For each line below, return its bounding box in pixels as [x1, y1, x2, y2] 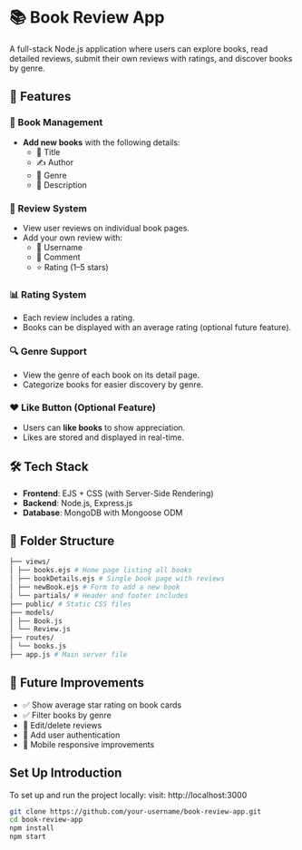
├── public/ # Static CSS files [9, 600, 132, 609]
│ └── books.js [9, 641, 67, 651]
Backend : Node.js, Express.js [22, 497, 133, 508]
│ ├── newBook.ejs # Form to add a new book [9, 582, 180, 592]
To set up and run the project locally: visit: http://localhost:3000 [9, 789, 248, 800]
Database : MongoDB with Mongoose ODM [22, 507, 183, 518]
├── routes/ [9, 633, 54, 642]
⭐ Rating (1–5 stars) [35, 261, 109, 272]
